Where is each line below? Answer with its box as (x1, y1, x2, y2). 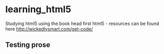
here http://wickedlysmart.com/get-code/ (5, 25, 93, 32)
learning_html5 (5, 4, 72, 15)
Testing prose (5, 41, 50, 49)
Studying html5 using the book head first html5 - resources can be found (5, 20, 159, 26)
